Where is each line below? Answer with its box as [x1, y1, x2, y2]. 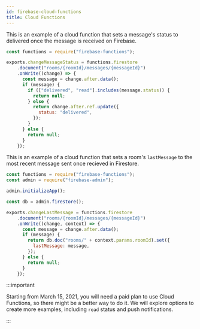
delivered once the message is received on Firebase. [6, 37, 137, 44]
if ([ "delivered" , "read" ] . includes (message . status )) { [28, 87, 170, 93]
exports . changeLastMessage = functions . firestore [6, 209, 133, 215]
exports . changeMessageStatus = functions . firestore [6, 59, 138, 66]
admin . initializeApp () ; [6, 188, 66, 194]
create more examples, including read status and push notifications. [6, 306, 174, 313]
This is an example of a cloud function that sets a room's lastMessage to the [6, 154, 193, 161]
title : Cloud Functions [6, 14, 66, 20]
